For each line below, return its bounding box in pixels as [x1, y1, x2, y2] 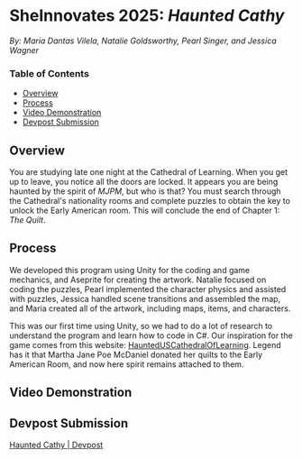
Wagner [9, 44, 39, 55]
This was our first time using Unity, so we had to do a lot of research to [9, 320, 273, 331]
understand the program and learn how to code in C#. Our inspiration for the [9, 330, 293, 341]
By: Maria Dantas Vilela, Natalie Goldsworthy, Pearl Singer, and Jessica [9, 35, 277, 46]
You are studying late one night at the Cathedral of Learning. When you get [9, 167, 288, 178]
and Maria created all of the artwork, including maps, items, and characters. [9, 303, 291, 314]
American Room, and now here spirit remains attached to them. [9, 358, 244, 370]
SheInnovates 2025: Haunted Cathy [9, 5, 285, 26]
